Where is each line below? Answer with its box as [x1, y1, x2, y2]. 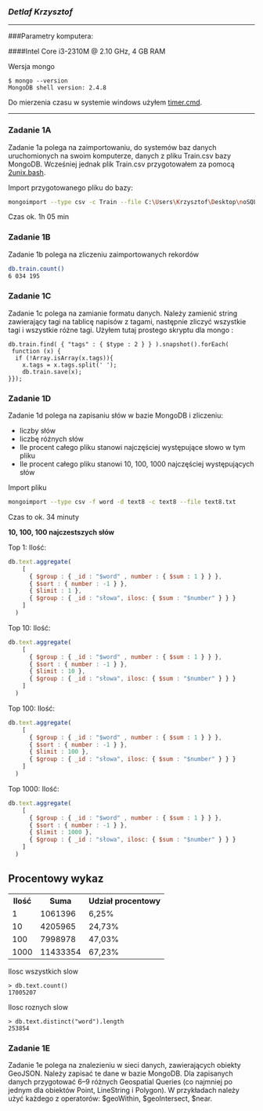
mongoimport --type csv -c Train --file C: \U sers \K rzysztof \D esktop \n [8, 198, 243, 206]
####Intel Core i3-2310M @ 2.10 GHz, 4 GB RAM [8, 46, 166, 57]
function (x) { [11, 347, 61, 355]
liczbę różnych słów [19, 434, 84, 444]
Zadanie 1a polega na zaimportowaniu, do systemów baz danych [8, 142, 217, 152]
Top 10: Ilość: [8, 623, 51, 632]
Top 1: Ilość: [8, 543, 47, 552]
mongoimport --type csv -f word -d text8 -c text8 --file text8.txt [8, 498, 236, 506]
